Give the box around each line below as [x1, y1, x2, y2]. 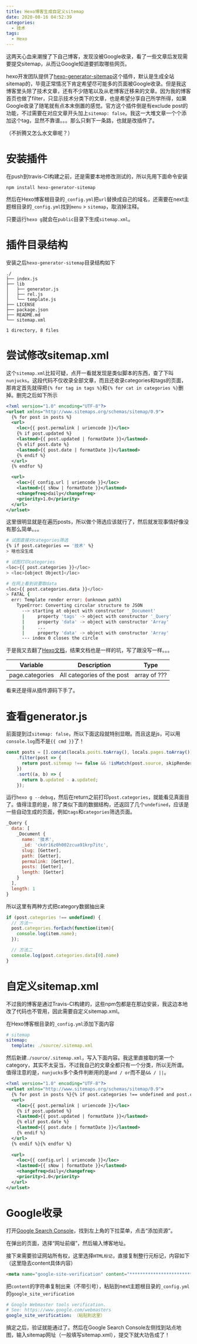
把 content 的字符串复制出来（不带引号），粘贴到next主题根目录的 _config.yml [6, 1282, 190, 1290]
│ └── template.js [6, 296, 57, 302]
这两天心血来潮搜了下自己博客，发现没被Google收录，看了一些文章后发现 [6, 53, 183, 59]
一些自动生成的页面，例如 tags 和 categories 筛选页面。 [6, 808, 136, 816]
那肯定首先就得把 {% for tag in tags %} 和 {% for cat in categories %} [6, 384, 179, 391]
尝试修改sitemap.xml [6, 349, 110, 362]
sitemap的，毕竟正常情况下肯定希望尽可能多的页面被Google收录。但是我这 [6, 80, 186, 87]
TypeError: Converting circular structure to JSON [16, 603, 143, 608]
